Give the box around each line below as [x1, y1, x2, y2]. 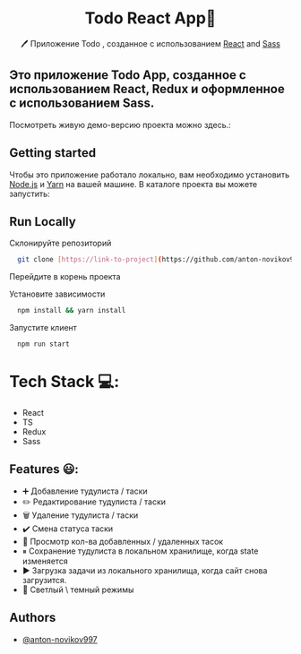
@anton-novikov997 [21, 633, 99, 644]
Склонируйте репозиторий [9, 237, 112, 249]
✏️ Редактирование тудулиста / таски [21, 496, 167, 507]
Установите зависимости [9, 288, 106, 299]
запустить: [9, 188, 51, 199]
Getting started [9, 145, 97, 160]
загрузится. [21, 574, 67, 585]
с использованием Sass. [9, 96, 155, 111]
